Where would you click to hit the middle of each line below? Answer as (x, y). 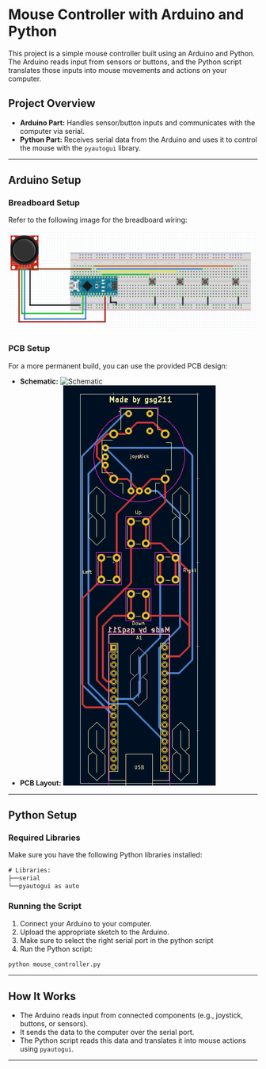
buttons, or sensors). (54, 1024)
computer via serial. (52, 131)
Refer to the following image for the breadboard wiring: (98, 220)
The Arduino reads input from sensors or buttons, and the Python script (125, 62)
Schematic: (39, 381)
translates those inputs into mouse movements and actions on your (118, 70)
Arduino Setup (45, 180)
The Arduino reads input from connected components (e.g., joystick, (131, 1015)
